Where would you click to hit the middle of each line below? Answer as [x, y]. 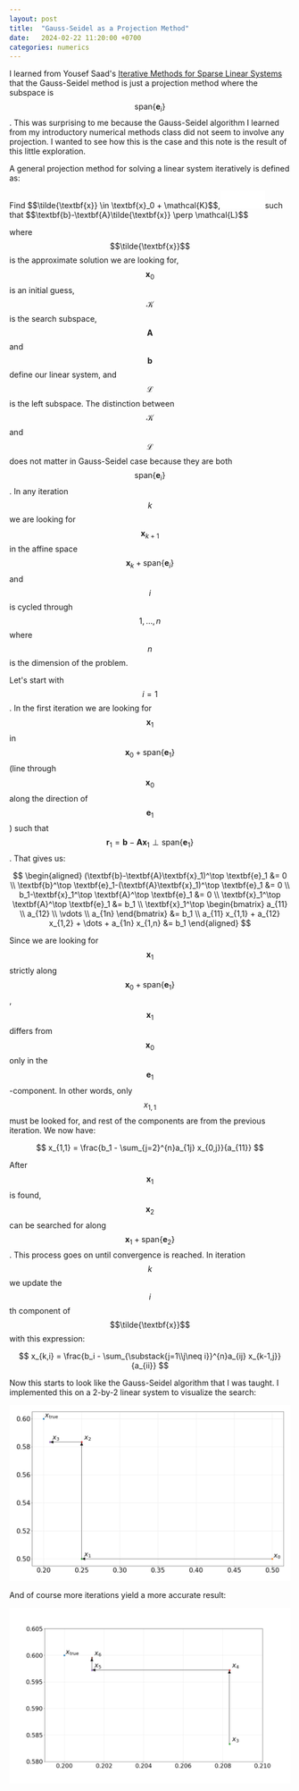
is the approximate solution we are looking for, [94, 260]
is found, [25, 1195]
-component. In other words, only [71, 1091]
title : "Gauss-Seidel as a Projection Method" [100, 28]
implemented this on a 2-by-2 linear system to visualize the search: [133, 1392]
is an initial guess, [42, 290]
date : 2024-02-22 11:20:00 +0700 [75, 38]
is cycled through [41, 607]
